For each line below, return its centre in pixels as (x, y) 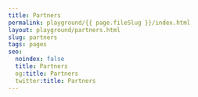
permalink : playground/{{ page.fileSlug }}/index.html (99, 23)
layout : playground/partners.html (65, 30)
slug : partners (33, 37)
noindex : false (40, 59)
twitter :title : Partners (56, 81)
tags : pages (27, 45)
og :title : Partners (47, 74)
